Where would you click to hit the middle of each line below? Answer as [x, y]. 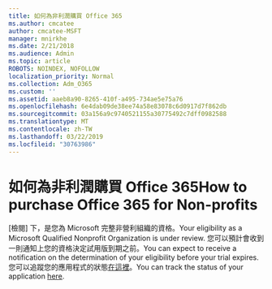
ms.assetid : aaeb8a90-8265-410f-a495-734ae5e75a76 [96, 99]
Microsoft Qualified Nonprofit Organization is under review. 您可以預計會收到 [136, 238]
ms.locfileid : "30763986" [52, 144]
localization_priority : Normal [61, 76]
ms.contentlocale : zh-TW [50, 129]
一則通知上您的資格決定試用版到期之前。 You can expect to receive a [123, 248]
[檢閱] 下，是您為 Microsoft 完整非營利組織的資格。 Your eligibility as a [125, 228]
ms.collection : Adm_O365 [50, 84]
